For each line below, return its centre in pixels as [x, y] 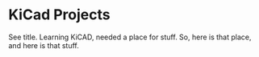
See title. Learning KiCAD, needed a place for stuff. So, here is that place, [130, 37]
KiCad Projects [59, 15]
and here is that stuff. [44, 45]
